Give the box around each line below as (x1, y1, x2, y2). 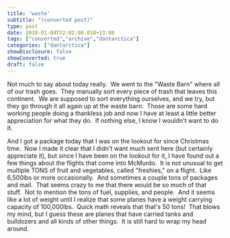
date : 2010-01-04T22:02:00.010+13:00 (7, 29, 115, 36)
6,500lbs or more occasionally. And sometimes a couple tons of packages (7, 173, 218, 182)
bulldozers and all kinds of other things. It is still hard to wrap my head (7, 217, 207, 225)
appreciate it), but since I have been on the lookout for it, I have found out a (7, 152, 220, 160)
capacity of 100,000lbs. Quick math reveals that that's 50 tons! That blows (7, 202, 220, 211)
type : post (7, 23, 38, 29)
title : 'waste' (7, 10, 51, 17)
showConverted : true (7, 55, 66, 62)
